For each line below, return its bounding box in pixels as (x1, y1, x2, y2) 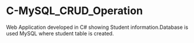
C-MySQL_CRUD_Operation (6, 4, 143, 18)
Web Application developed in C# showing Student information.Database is (6, 24, 189, 31)
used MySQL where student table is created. (6, 29, 114, 37)
